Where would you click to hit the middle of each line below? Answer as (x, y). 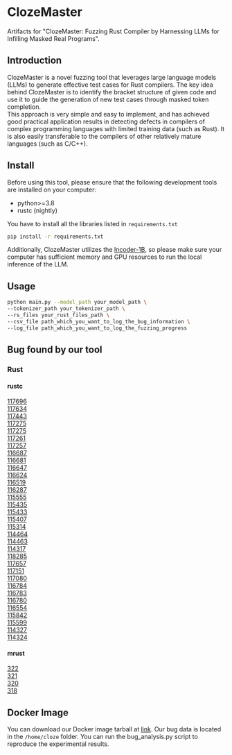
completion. (24, 107)
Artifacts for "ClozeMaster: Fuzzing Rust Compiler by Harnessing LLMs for (113, 31)
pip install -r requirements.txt (55, 237)
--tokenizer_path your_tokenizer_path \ (66, 309)
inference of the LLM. (38, 264)
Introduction (35, 61)
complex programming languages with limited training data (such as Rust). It (116, 128)
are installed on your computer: (52, 189)
